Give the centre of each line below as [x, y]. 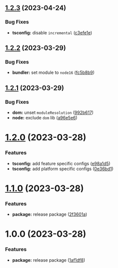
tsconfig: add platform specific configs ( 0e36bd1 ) [63, 169]
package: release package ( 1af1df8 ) [49, 260]
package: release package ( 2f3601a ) [49, 214]
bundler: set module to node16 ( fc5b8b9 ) [53, 72]
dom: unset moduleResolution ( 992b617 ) [53, 112]
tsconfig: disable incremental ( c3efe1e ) [52, 33]
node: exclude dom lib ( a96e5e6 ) [45, 118]
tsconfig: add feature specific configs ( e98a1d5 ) [61, 163]
